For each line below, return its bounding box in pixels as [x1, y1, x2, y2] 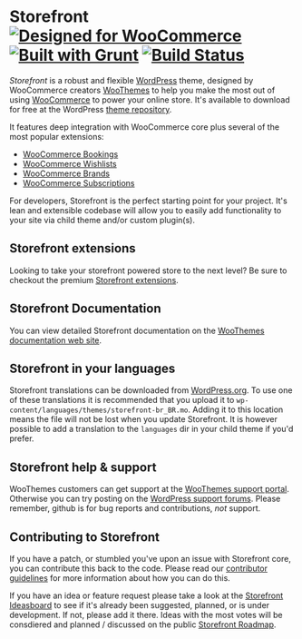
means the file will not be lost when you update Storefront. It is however [9, 414, 278, 425]
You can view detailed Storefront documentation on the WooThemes [9, 325, 265, 336]
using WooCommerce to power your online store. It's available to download [9, 93, 290, 105]
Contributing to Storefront [9, 529, 161, 545]
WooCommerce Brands [22, 168, 111, 179]
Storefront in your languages [9, 360, 176, 376]
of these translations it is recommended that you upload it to [9, 395, 235, 406]
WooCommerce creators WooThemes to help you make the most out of [9, 84, 276, 95]
